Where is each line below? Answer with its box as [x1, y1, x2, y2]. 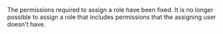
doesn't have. [7, 20, 46, 28]
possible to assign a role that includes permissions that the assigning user [7, 13, 216, 21]
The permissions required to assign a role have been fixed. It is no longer [7, 6, 214, 14]
